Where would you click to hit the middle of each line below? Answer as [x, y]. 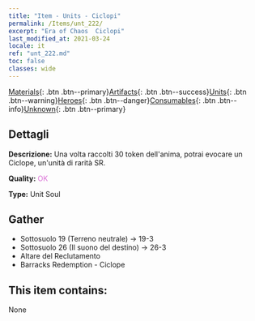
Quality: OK [28, 178]
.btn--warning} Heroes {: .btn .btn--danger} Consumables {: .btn [112, 100]
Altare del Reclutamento [60, 256]
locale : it [27, 46]
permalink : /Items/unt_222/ [56, 24]
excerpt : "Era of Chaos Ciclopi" [67, 31]
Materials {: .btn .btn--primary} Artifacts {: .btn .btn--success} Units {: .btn [127, 92]
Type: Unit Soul [34, 194]
